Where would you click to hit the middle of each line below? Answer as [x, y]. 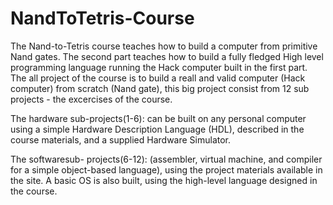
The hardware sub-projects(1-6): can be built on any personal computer [158, 118]
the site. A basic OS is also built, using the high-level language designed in [164, 180]
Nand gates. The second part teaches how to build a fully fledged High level [167, 56]
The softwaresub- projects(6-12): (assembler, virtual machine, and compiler [166, 159]
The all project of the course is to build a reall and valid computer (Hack [158, 78]
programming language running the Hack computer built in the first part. [159, 67]
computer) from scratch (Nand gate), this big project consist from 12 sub [160, 88]
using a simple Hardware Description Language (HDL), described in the [157, 129]
